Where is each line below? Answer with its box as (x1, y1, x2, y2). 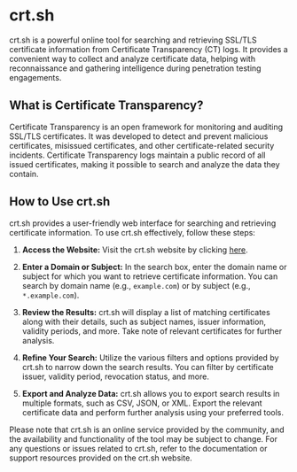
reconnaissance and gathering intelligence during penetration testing (9, 63, 262, 74)
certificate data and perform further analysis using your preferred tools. (21, 406, 285, 417)
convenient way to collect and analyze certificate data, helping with (9, 53, 255, 64)
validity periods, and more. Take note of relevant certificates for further (21, 325, 282, 337)
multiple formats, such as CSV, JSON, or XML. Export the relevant (21, 398, 262, 408)
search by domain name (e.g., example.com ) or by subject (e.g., (21, 280, 251, 290)
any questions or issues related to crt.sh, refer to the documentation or (9, 443, 268, 453)
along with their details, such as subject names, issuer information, (21, 316, 267, 327)
